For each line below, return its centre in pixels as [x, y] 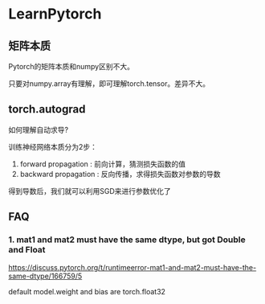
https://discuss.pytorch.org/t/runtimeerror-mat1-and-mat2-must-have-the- [132, 267]
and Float [27, 250]
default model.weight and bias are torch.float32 [87, 291]
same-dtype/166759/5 [45, 276]
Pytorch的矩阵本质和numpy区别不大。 [71, 66]
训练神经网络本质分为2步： [53, 146]
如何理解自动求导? [39, 129]
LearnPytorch [55, 14]
